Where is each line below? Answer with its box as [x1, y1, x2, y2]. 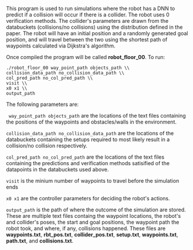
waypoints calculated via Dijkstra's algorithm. [6, 42, 116, 49]
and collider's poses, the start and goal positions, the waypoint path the [6, 219, 180, 225]
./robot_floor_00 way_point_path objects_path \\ [6, 65, 130, 71]
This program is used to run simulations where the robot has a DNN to [6, 5, 175, 12]
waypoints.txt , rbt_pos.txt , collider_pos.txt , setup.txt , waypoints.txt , [6, 231, 178, 238]
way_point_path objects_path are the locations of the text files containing [8, 112, 186, 119]
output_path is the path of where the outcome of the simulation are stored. [6, 206, 186, 213]
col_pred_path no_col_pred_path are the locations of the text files [6, 153, 165, 160]
